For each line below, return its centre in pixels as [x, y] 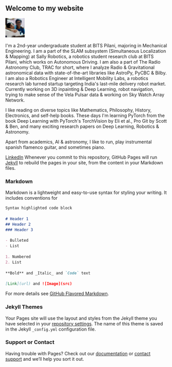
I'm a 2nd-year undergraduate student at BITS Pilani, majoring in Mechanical [86, 45]
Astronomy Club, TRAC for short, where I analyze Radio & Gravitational [80, 67]
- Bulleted [17, 241]
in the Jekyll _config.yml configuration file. [51, 329]
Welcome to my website [44, 8]
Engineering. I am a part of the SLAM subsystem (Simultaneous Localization [86, 51]
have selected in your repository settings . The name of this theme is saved [84, 323]
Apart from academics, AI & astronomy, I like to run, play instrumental [79, 142]
